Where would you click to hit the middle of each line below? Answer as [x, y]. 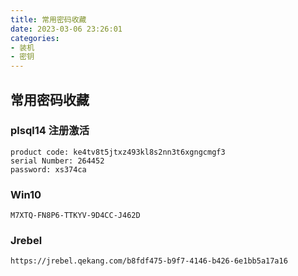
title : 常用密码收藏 [48, 19]
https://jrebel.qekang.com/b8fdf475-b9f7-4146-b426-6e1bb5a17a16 [149, 261]
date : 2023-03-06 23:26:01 [66, 29]
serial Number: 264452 [57, 161]
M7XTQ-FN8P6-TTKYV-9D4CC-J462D [75, 216]
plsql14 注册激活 [50, 131]
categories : [35, 38]
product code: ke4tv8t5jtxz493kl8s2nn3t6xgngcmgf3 [118, 152]
